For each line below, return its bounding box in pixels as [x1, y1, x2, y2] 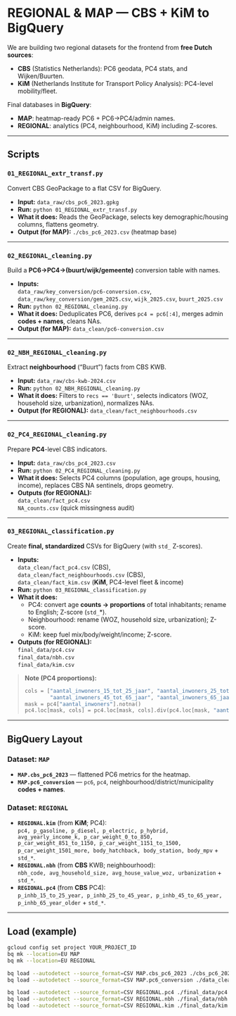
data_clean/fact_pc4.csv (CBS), [17, 563, 111, 571]
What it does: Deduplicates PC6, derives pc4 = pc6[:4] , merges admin [17, 309, 223, 318]
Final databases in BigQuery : [7, 100, 92, 108]
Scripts [7, 149, 40, 161]
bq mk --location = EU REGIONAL [7, 957, 96, 964]
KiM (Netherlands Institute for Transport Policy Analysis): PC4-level [17, 79, 214, 87]
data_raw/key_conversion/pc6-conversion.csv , [17, 287, 152, 295]
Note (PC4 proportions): [24, 674, 97, 682]
